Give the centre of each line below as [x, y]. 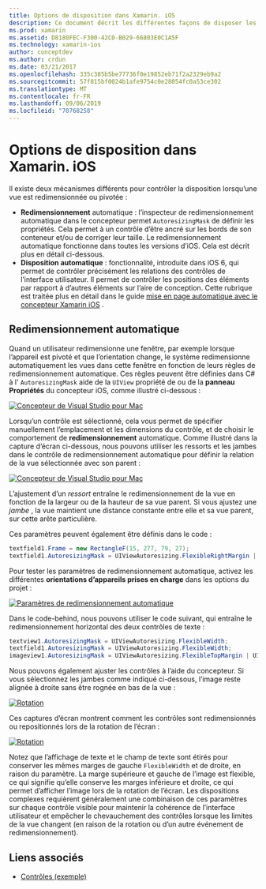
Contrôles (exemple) [54, 876]
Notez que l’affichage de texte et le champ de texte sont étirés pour [118, 757]
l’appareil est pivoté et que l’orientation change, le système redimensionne [130, 357]
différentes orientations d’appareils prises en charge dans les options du [129, 579]
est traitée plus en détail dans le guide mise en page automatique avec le [139, 296]
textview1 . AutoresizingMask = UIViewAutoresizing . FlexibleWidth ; [118, 641]
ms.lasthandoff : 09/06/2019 [55, 103]
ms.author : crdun [37, 60]
